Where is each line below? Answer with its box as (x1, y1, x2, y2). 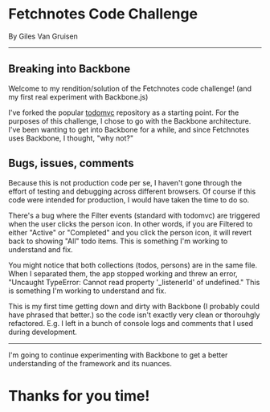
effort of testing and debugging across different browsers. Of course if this (8, 186, 256, 196)
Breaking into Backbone (8, 62, 131, 76)
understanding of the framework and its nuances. (8, 358, 173, 368)
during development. (8, 327, 78, 337)
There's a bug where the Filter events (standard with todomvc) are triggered (8, 210, 260, 220)
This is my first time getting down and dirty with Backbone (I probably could (8, 301, 260, 311)
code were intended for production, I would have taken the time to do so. (8, 194, 250, 205)
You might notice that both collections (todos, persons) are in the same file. (8, 260, 258, 270)
